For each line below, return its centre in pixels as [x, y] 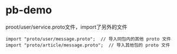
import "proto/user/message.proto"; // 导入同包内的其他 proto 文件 [88, 39]
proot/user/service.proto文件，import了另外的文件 [66, 27]
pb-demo [29, 10]
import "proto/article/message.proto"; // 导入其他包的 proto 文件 [88, 45]
